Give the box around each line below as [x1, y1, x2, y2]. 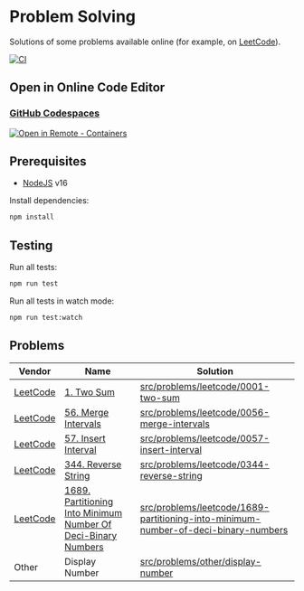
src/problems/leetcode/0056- [139, 406, 270, 418]
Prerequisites [9, 154, 87, 169]
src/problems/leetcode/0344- [139, 458, 270, 471]
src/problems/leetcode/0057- [139, 432, 270, 445]
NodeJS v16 [22, 178, 68, 189]
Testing [9, 238, 53, 253]
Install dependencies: [9, 195, 90, 206]
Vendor [18, 364, 52, 377]
